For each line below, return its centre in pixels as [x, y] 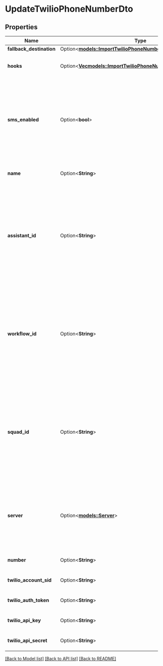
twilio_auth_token [28, 600]
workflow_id [22, 334]
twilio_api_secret [27, 640]
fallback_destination [32, 49]
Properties [21, 27]
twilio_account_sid [30, 580]
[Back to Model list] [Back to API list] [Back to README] [61, 659]
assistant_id [22, 235]
